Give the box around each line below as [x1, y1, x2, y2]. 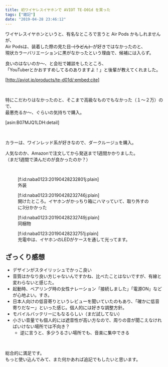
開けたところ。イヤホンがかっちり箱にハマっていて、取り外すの [18, 198, 149, 204]
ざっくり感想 [5, 253, 45, 261]
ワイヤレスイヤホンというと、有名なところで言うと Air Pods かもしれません [5, 31, 161, 37]
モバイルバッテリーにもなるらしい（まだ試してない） [12, 311, 123, 317]
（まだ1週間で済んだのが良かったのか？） [5, 157, 91, 163]
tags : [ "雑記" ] [5, 12, 36, 17]
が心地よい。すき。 [12, 292, 53, 298]
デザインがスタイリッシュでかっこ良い [12, 267, 92, 273]
